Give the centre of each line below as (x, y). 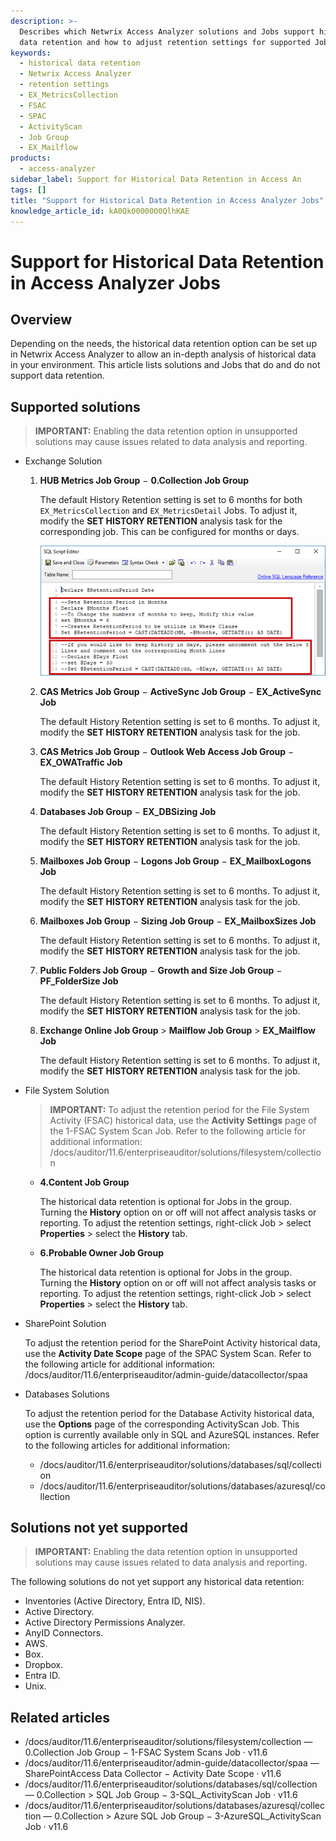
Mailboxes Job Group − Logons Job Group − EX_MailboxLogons (175, 861)
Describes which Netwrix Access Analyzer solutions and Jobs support (167, 31)
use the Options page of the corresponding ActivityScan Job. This (162, 1424)
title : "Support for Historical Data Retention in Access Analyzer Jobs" (167, 200)
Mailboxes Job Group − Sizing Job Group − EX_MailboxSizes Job (178, 921)
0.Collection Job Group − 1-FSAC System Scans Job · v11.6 (146, 1752)
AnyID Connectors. (64, 1633)
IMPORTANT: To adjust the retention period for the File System (179, 1109)
